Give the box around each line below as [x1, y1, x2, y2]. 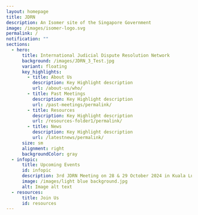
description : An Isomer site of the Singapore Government [6, 19, 151, 25]
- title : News [27, 124, 62, 130]
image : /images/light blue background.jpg [21, 178, 128, 184]
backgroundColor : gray [21, 151, 78, 157]
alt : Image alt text [21, 184, 72, 190]
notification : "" [6, 36, 49, 42]
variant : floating [21, 63, 67, 70]
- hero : [11, 47, 31, 53]
